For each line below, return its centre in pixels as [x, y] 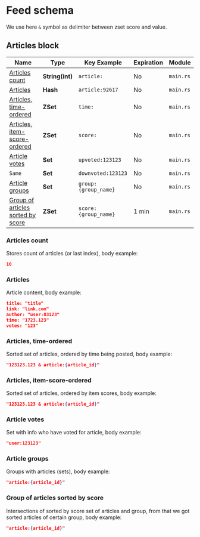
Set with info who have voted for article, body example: [74, 433]
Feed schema [40, 10]
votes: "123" [22, 326]
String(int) [58, 76]
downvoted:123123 [103, 173]
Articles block [33, 46]
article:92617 [98, 89]
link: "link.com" [28, 309]
